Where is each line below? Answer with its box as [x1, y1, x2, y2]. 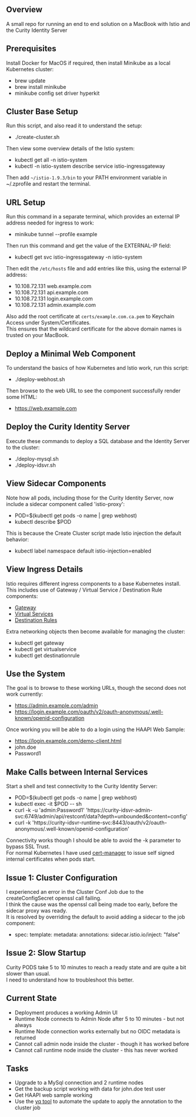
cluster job [14, 1104, 41, 1111]
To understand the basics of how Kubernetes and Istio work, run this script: [6, 365, 189, 372]
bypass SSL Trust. [6, 843, 51, 850]
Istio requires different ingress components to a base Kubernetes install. [6, 580, 181, 587]
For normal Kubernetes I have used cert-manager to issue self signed [6, 850, 175, 857]
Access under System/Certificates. [6, 319, 91, 326]
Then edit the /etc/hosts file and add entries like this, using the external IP [6, 265, 187, 272]
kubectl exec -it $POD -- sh [14, 801, 82, 808]
